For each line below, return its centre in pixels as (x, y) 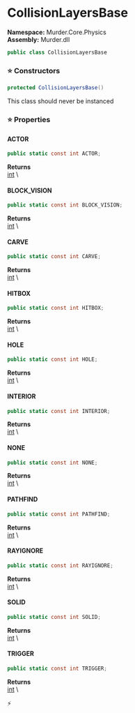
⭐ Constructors (34, 70)
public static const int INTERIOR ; (59, 411)
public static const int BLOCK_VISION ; (65, 205)
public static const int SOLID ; (54, 617)
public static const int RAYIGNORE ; (60, 565)
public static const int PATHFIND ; (59, 514)
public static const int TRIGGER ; (57, 668)
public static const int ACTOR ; (54, 154)
